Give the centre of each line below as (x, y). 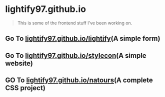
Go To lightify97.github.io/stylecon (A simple (76, 55)
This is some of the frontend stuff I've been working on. (75, 23)
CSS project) (25, 88)
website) (19, 63)
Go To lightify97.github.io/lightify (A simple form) (83, 39)
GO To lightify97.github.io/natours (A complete (79, 80)
